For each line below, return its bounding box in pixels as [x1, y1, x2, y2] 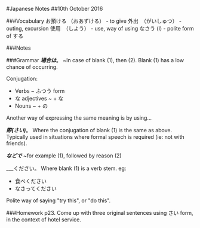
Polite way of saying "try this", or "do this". [6, 197, 111, 204]
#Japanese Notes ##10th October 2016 [6, 5, 103, 12]
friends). [6, 140, 27, 147]
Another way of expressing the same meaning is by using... [6, 114, 152, 121]
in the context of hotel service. [6, 216, 82, 223]
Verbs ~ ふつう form [14, 87, 65, 95]
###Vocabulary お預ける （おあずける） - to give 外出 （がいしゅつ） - [6, 17, 182, 25]
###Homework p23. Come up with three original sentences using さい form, [6, 209, 193, 216]
